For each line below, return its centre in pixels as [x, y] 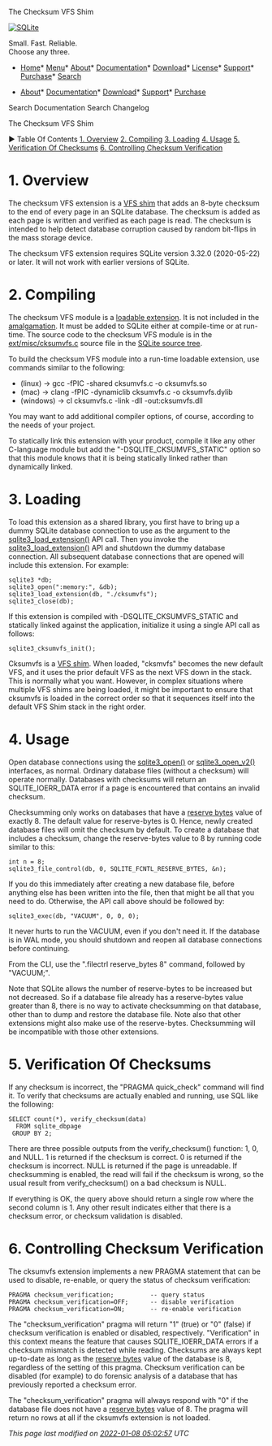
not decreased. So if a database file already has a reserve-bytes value [126, 997]
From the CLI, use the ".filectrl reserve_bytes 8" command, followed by [127, 964]
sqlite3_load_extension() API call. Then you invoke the [99, 539]
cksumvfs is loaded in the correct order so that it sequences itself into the [132, 698]
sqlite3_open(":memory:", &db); [63, 587]
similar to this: [32, 846]
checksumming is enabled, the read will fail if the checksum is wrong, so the [136, 1174]
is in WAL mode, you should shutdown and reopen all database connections [135, 939]
